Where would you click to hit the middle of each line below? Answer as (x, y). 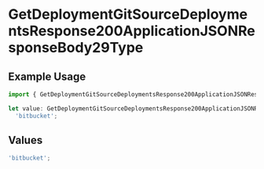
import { (22, 95)
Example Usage (47, 76)
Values (26, 140)
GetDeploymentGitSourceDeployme (128, 14)
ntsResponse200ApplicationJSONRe (132, 31)
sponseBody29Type (76, 48)
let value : (26, 108)
